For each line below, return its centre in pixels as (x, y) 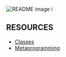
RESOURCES (30, 27)
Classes (24, 42)
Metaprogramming (37, 48)
